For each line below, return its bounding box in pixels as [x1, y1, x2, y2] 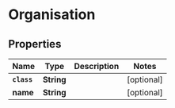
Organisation [8, 6, 96, 24]
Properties [8, 37, 62, 51]
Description [74, 61, 120, 71]
